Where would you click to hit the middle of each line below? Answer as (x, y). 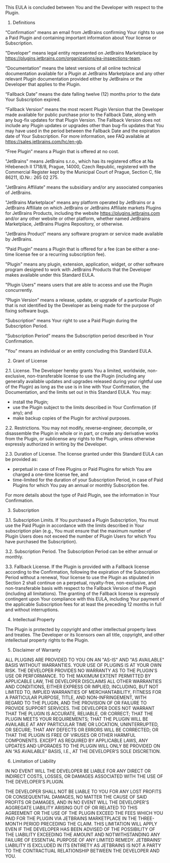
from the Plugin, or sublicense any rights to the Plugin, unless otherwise (80, 439)
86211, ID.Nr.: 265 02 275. (32, 177)
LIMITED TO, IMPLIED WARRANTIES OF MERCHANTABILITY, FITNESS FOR (83, 692)
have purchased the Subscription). (41, 541)
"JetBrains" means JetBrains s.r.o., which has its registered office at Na (79, 161)
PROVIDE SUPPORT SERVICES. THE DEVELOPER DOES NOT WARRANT (80, 708)
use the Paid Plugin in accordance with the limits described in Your (75, 526)
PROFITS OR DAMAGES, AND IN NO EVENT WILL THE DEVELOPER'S (77, 802)
